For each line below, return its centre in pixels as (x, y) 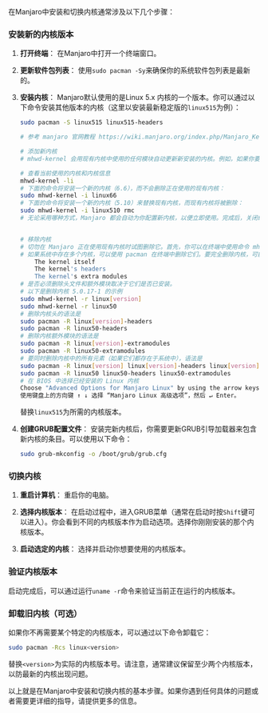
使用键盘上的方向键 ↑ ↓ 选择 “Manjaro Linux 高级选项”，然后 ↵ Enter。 (130, 396)
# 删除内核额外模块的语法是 (59, 336)
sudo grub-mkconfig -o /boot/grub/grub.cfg (93, 455)
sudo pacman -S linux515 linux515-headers (91, 122)
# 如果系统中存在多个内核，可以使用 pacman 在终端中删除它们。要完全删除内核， (136, 254)
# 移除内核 (35, 239)
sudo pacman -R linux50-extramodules (83, 351)
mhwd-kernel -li (47, 181)
